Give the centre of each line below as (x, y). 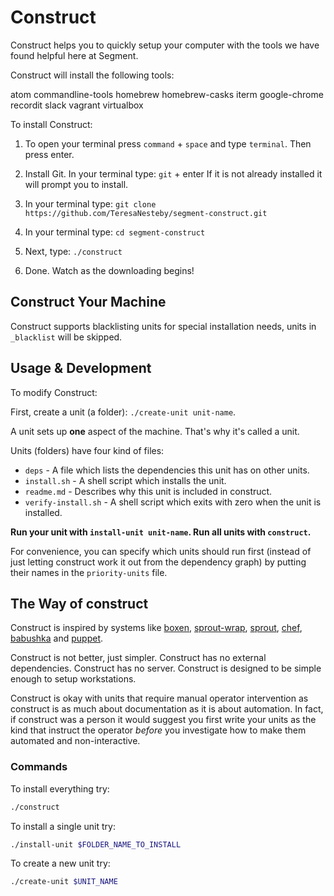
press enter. (49, 154)
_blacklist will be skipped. (66, 337)
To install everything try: (60, 788)
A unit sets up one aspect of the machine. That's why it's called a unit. (155, 431)
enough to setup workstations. (73, 679)
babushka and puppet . (57, 638)
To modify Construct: (54, 392)
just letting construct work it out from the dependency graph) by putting (158, 562)
